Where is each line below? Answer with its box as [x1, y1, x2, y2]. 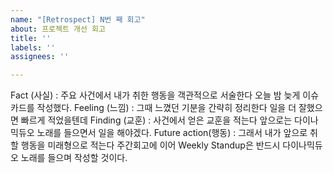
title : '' [10, 33, 52, 43]
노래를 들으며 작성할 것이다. [20, 152, 128, 164]
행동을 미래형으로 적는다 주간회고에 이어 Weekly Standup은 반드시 [20, 139, 281, 151]
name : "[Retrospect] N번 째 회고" [10, 14, 146, 25]
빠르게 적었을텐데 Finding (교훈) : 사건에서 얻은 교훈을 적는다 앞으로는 [20, 114, 293, 126]
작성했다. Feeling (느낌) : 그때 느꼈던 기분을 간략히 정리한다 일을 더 [36, 102, 297, 114]
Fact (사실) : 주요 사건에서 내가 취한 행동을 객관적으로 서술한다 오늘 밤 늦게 [10, 89, 301, 101]
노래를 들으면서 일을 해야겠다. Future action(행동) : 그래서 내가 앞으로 [36, 127, 308, 139]
